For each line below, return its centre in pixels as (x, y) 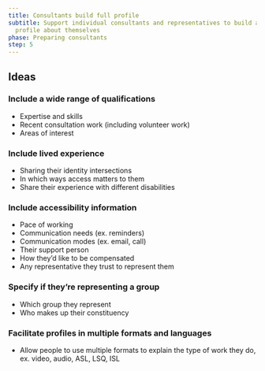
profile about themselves (58, 30)
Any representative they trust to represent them (97, 267)
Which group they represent (65, 304)
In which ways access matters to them (82, 179)
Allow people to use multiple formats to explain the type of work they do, (138, 350)
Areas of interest (47, 133)
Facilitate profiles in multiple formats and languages (110, 333)
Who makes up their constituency (74, 313)
